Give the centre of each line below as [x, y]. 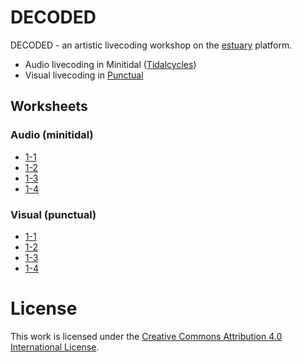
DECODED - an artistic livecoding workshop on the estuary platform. [151, 45]
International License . [55, 347]
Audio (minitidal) [52, 135]
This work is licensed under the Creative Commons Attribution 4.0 [146, 336]
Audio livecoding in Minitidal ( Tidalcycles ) [110, 64]
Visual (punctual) [53, 214]
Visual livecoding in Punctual [84, 75]
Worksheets [49, 106]
